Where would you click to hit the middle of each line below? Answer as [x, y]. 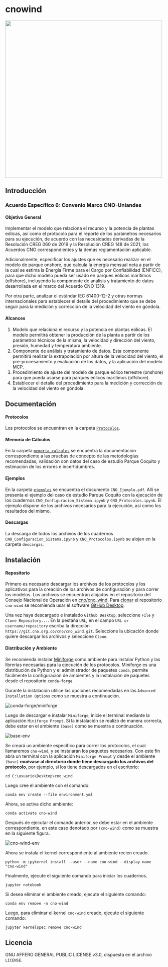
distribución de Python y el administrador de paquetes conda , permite [77, 670]
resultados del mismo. [28, 511]
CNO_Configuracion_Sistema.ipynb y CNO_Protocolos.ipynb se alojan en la [80, 539]
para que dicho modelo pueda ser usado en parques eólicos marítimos [78, 276]
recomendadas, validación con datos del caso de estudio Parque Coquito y [83, 461]
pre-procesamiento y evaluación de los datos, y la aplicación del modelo [88, 361]
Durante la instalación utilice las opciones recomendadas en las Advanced [80, 690]
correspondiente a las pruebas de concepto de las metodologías [72, 456]
